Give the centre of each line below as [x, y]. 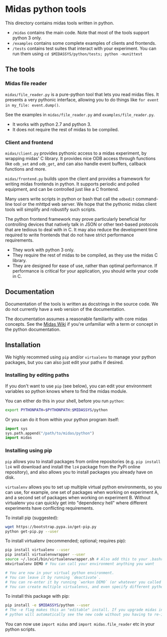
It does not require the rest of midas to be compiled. [66, 129]
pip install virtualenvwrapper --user [45, 555]
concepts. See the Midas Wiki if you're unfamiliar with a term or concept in [82, 324]
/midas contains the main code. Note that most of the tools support [81, 32]
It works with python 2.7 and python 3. [52, 124]
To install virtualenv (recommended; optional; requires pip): [66, 541]
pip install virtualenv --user [38, 550]
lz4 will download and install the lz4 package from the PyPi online [73, 466]
